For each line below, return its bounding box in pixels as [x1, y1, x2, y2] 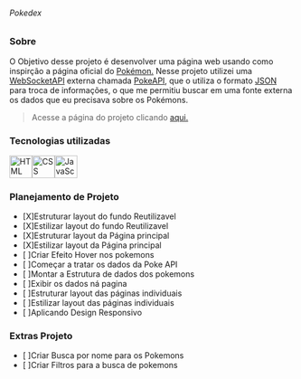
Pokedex [9, 7, 42, 18]
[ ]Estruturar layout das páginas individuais [22, 288, 183, 298]
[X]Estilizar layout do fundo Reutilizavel [22, 221, 169, 232]
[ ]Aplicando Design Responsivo [22, 308, 143, 318]
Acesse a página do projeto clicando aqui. [31, 111, 189, 122]
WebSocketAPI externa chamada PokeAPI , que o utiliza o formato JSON [9, 75, 277, 86]
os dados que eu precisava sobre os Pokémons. [9, 94, 188, 105]
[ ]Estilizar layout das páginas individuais [22, 298, 174, 308]
